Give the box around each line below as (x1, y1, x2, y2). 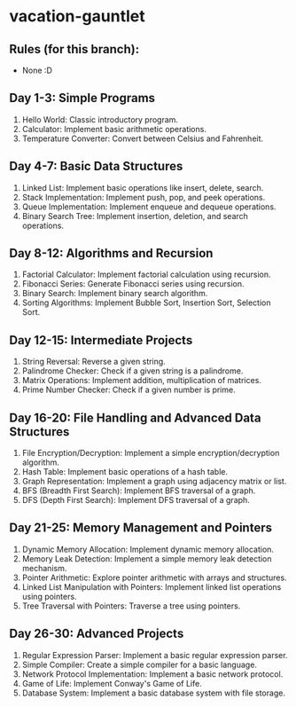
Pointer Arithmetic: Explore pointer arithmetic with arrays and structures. (21, 572, 287, 583)
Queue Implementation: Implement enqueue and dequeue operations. (21, 201, 277, 212)
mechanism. (21, 562, 67, 573)
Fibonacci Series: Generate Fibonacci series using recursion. (21, 279, 245, 289)
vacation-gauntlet (9, 6, 145, 27)
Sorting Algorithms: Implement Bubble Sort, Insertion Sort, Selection (21, 297, 271, 308)
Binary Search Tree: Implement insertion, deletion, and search (21, 210, 248, 221)
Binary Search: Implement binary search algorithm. (21, 288, 208, 299)
